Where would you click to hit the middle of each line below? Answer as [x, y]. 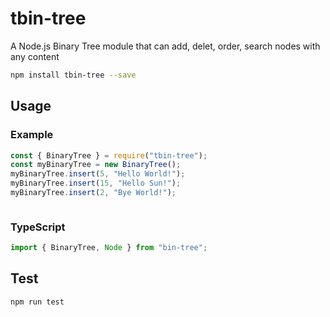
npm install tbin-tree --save [73, 75]
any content [35, 56]
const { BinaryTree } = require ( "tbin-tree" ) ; [109, 155]
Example [32, 135]
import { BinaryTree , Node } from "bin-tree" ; [109, 248]
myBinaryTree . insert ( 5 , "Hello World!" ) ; [98, 174]
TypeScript [38, 227]
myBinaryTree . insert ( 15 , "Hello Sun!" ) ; [96, 183]
